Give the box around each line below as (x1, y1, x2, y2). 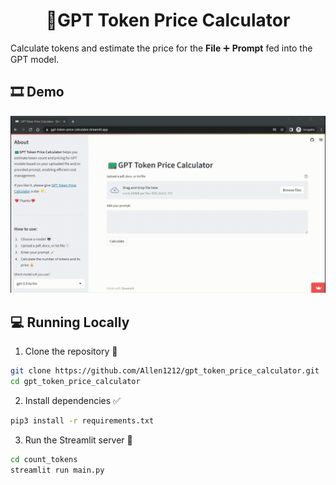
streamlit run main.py (10, 465, 105, 475)
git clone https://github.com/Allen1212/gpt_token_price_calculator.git (10, 366, 320, 376)
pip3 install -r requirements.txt (10, 415, 155, 426)
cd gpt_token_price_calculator (10, 376, 141, 386)
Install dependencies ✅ (24, 394, 121, 406)
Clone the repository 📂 (24, 345, 118, 358)
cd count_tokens (10, 454, 78, 464)
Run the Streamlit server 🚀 (24, 434, 133, 446)
